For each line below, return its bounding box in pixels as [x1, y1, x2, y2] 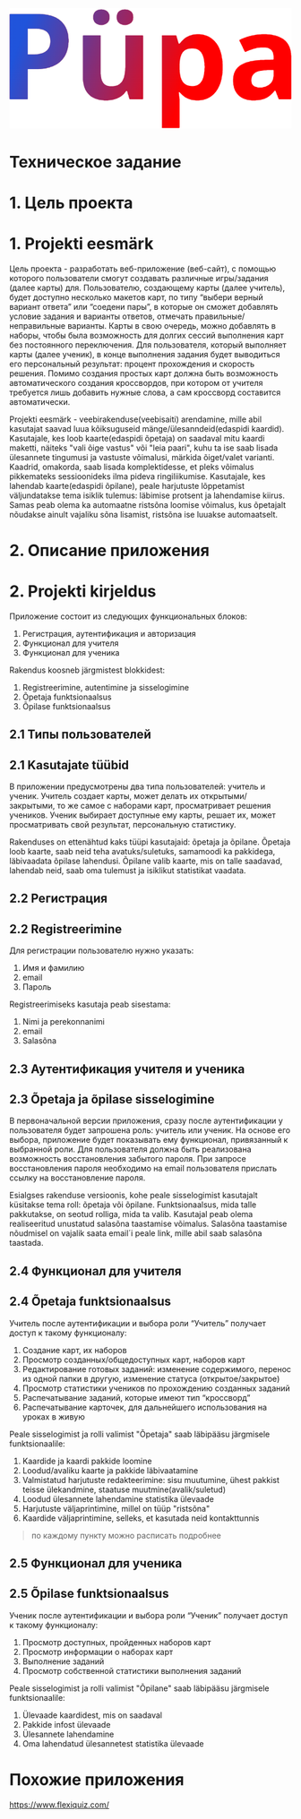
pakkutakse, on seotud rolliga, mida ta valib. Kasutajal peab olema [9, 1209, 254, 1220]
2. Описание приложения [9, 540, 211, 561]
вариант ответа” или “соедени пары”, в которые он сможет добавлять [9, 301, 279, 312]
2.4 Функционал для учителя [9, 1263, 182, 1279]
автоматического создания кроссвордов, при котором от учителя [9, 377, 263, 388]
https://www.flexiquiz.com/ [9, 1799, 110, 1810]
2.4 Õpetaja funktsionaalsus [9, 1294, 172, 1309]
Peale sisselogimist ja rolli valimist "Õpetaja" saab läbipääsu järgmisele [9, 1429, 271, 1439]
